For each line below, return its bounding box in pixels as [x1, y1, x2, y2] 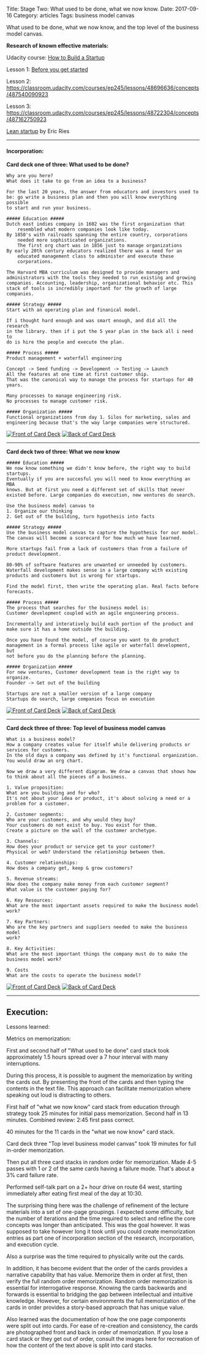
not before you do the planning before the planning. [6, 653, 147, 659]
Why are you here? [6, 173, 53, 179]
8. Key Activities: [6, 946, 56, 952]
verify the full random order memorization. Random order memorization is [6, 1278, 193, 1285]
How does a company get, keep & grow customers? [6, 865, 133, 872]
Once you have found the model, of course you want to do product [6, 637, 180, 643]
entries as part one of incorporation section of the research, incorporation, [6, 1234, 195, 1242]
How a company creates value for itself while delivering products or [6, 742, 191, 748]
